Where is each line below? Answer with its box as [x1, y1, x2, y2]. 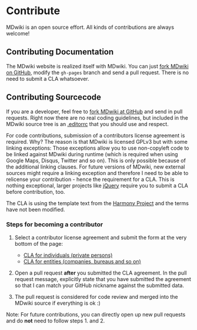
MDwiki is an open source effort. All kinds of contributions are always [6, 24, 175, 31]
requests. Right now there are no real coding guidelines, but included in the [6, 114, 188, 121]
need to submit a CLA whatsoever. [6, 75, 89, 82]
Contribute [6, 4, 61, 18]
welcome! [6, 29, 30, 37]
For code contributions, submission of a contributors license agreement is [6, 131, 185, 139]
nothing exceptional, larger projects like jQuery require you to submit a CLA [6, 181, 188, 189]
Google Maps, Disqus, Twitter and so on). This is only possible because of [6, 157, 186, 164]
